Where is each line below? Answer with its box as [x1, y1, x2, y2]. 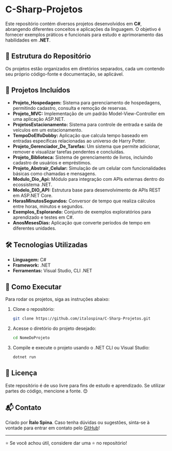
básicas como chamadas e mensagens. [12, 171, 96, 177]
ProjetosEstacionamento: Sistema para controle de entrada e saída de [12, 121, 163, 127]
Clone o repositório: [12, 306, 55, 312]
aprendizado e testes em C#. [12, 214, 74, 220]
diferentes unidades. [12, 225, 56, 231]
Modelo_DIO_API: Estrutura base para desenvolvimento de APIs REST [12, 186, 161, 193]
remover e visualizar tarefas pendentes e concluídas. [12, 148, 125, 155]
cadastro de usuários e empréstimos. [12, 159, 92, 165]
